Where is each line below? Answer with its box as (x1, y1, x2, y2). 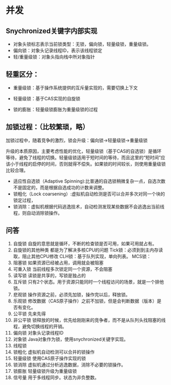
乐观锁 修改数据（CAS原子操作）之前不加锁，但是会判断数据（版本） (13, 298, 157, 304)
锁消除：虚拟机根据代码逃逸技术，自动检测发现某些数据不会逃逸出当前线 (13, 203, 164, 210)
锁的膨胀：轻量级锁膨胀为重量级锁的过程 (13, 106, 98, 112)
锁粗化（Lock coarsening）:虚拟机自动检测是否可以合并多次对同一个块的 (13, 191, 165, 197)
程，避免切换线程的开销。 (13, 323, 67, 329)
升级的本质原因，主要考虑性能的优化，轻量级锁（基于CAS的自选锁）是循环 (6, 148, 162, 154)
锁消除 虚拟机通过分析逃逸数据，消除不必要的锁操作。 (13, 362, 126, 368)
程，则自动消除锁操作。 (13, 210, 62, 216)
